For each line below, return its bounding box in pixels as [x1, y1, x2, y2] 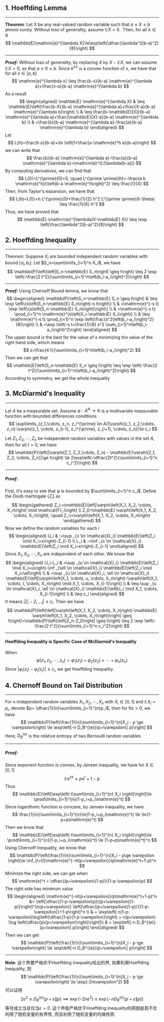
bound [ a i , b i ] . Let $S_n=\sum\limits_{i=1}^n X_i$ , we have [5, 260, 121, 267]
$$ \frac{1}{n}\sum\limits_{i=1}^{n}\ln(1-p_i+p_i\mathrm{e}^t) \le [12, 811, 141, 817]
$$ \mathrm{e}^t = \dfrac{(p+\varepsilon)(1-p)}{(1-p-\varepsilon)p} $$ [12, 878, 152, 884]
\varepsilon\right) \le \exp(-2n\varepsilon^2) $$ [35, 979, 129, 984]
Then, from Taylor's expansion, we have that [5, 188, 95, 195]
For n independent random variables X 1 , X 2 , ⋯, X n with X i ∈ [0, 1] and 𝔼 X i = [5, 699, 156, 706]
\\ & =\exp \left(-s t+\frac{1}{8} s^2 [35, 321, 105, 327]
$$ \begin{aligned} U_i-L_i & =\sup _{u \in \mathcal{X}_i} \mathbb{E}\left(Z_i [5, 560, 159, 565]
